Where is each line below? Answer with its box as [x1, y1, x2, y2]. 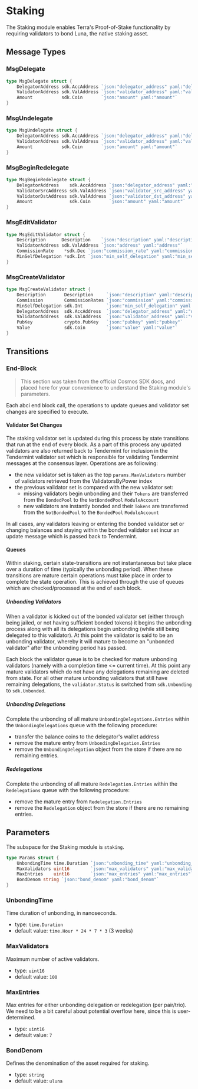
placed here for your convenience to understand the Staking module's [20, 384, 191, 391]
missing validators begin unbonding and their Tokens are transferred [23, 490, 189, 497]
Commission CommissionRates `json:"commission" [16, 297, 154, 303]
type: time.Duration [14, 921, 64, 928]
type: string [14, 1071, 45, 1078]
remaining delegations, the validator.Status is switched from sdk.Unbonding [6, 681, 192, 688]
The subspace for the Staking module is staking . [6, 843, 125, 851]
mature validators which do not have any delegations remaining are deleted [6, 668, 189, 675]
